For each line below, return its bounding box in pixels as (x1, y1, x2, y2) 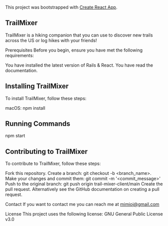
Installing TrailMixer (5, 82, 69, 91)
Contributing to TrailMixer (5, 147, 88, 156)
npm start (5, 133, 26, 139)
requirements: (5, 52, 34, 58)
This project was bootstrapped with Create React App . (5, 5, 118, 10)
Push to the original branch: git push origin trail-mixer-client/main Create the (5, 181, 163, 187)
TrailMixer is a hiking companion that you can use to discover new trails (5, 32, 153, 38)
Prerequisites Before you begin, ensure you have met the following (5, 47, 143, 53)
